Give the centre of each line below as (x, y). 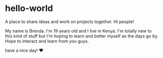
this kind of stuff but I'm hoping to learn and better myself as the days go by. (82, 36)
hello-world (29, 8)
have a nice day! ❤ (24, 50)
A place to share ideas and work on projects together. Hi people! (70, 22)
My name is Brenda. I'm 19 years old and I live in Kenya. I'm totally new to (78, 31)
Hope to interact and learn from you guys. (47, 41)
